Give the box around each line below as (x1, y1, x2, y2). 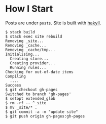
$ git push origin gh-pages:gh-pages (5, 113, 85, 119)
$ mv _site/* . (5, 105, 38, 110)
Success (5, 82, 22, 88)
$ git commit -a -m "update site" (5, 109, 79, 114)
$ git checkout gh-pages (5, 87, 58, 92)
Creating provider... (10, 60, 56, 66)
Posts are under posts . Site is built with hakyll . (5, 20, 101, 26)
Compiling (5, 74, 26, 79)
